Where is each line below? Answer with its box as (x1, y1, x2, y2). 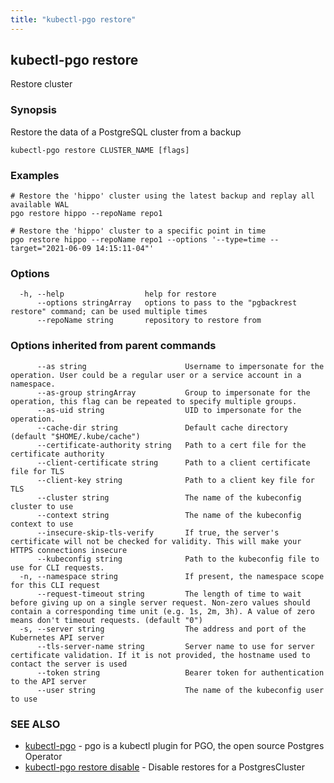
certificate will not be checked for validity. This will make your (10, 536, 302, 546)
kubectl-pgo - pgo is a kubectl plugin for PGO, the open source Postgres (24, 739, 325, 751)
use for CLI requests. (10, 562, 105, 573)
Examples (10, 168, 60, 182)
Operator (24, 750, 63, 762)
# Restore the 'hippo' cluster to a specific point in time (10, 226, 267, 236)
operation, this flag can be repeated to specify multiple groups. (10, 396, 298, 406)
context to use (10, 519, 74, 529)
